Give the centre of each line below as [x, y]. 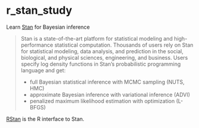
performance [37, 45]
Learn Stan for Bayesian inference [48, 27]
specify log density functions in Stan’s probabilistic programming [101, 64]
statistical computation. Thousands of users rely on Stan [124, 45]
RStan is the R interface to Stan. [45, 119]
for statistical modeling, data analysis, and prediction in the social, [102, 51]
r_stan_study [39, 10]
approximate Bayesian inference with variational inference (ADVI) [110, 95]
